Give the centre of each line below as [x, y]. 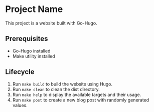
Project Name [34, 9]
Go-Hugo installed [31, 50]
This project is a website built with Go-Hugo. [51, 23]
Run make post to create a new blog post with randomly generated [81, 100]
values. [20, 105]
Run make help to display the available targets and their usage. [77, 94]
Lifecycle [20, 72]
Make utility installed [34, 56]
